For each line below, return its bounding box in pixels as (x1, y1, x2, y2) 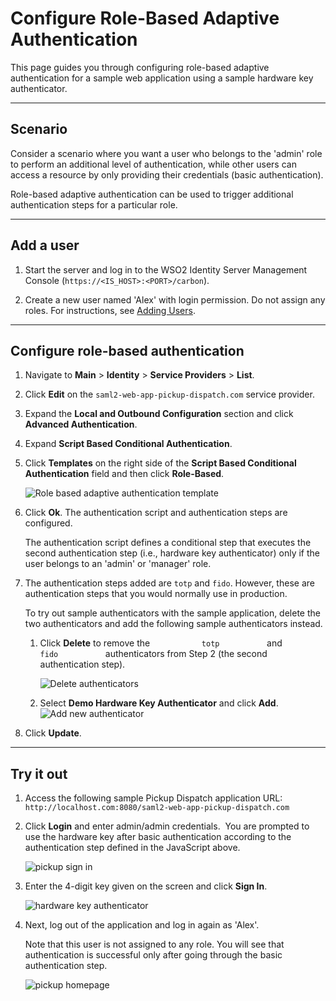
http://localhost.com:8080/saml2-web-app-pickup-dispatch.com (24, 803, 290, 813)
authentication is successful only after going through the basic (24, 949, 283, 961)
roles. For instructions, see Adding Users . (24, 304, 196, 316)
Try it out (10, 765, 68, 782)
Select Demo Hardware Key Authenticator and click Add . (39, 697, 279, 709)
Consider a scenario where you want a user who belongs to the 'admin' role (10, 147, 323, 159)
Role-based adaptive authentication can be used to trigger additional (10, 188, 294, 200)
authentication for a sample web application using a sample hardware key (10, 72, 314, 84)
